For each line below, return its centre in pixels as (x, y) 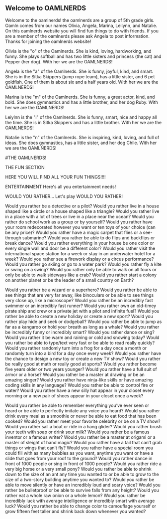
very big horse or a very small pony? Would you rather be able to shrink (78, 469)
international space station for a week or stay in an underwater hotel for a (80, 253)
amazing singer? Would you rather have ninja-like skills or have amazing (79, 380)
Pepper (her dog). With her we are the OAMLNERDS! (59, 61)
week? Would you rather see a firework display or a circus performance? (80, 259)
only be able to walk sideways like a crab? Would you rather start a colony (81, 275)
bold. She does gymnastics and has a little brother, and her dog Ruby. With (82, 102)
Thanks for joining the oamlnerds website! (48, 41)
